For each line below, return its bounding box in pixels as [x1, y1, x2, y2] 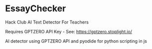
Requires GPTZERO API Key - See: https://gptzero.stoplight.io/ [5, 28, 132, 34]
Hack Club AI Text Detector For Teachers [5, 19, 89, 25]
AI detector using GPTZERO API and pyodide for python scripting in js [5, 38, 147, 44]
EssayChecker [5, 3, 66, 14]
